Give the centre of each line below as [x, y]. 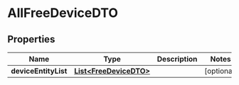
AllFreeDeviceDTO [63, 13]
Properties [31, 39]
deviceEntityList [39, 71]
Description [177, 59]
